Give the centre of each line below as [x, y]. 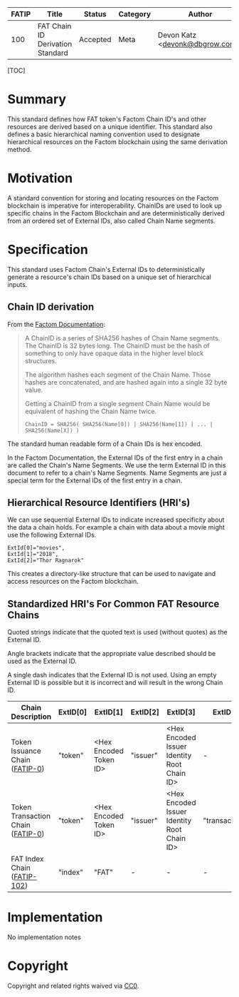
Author [200, 14]
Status [95, 14]
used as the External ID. [42, 661]
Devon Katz [177, 35]
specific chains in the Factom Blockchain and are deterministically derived [116, 213]
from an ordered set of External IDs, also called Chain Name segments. [111, 221]
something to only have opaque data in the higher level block [114, 353]
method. [20, 149]
